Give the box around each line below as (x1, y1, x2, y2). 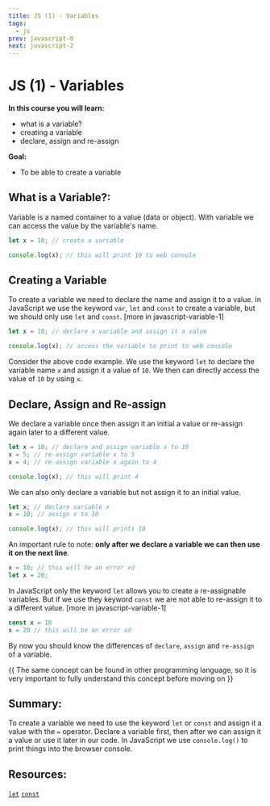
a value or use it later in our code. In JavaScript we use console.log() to (8, 736, 248, 745)
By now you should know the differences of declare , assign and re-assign (8, 640, 255, 650)
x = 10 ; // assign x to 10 (8, 510, 99, 518)
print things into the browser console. (8, 744, 133, 754)
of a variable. (8, 649, 52, 659)
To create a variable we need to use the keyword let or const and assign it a (8, 718, 262, 728)
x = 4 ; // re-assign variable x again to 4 (8, 458, 157, 466)
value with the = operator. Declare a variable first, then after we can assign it (8, 727, 262, 737)
